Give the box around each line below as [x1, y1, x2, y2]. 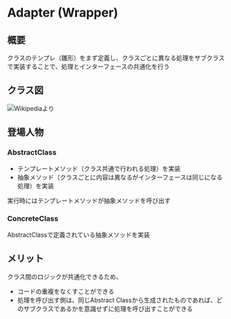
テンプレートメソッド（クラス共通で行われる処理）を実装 [17, 164, 181, 172]
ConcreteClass [7, 214, 59, 224]
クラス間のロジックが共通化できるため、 [7, 272, 122, 281]
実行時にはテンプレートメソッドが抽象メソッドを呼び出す [7, 196, 171, 205]
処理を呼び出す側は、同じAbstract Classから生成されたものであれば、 [17, 295, 216, 304]
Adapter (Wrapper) [7, 5, 119, 21]
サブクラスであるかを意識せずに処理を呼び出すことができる [23, 304, 194, 313]
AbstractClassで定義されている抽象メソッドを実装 [7, 230, 150, 239]
